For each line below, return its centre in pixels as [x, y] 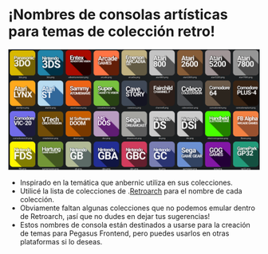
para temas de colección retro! [112, 31]
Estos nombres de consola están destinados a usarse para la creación [135, 225]
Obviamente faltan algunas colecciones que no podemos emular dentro [137, 208]
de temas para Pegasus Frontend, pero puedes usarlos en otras [124, 233]
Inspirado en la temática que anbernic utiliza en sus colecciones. [126, 183]
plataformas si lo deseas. [61, 242]
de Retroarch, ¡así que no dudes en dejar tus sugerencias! [115, 217]
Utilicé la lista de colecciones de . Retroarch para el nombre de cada [131, 191]
